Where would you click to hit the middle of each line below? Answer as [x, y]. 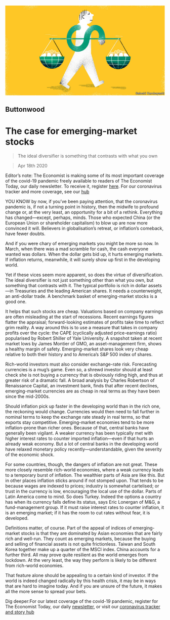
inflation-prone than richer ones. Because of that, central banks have [77, 427]
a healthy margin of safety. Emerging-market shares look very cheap [77, 349]
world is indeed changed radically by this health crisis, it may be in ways [80, 581]
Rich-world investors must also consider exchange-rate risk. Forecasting [81, 364]
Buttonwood [25, 109]
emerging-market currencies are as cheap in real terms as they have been [83, 391]
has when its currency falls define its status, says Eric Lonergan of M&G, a [83, 502]
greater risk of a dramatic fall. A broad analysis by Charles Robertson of [80, 380]
